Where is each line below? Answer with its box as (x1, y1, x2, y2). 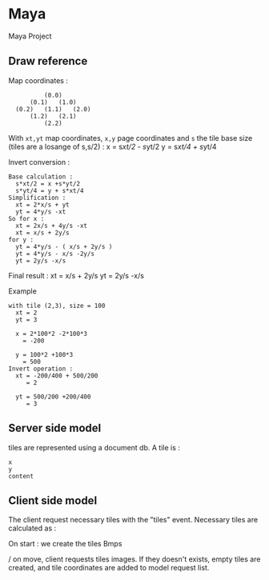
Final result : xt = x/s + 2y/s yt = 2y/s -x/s (8, 270, 144, 280)
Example (8, 286, 38, 296)
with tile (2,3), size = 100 (8, 302, 106, 310)
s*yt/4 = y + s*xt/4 (15, 186, 84, 194)
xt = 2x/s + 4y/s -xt (15, 222, 88, 230)
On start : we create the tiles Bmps (8, 539, 122, 549)
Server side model (8, 422, 102, 435)
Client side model (8, 494, 98, 507)
